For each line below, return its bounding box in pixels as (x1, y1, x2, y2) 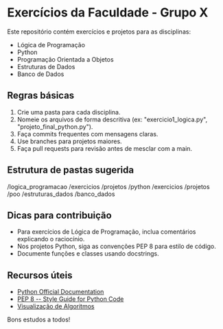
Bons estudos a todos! (7, 315, 71, 324)
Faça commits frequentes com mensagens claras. (16, 130, 159, 138)
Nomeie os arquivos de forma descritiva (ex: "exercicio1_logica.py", (16, 115, 208, 123)
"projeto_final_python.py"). (16, 122, 93, 131)
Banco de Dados (16, 70, 64, 78)
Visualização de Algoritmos (16, 302, 95, 310)
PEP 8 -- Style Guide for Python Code (16, 295, 124, 303)
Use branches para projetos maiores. (16, 137, 122, 145)
